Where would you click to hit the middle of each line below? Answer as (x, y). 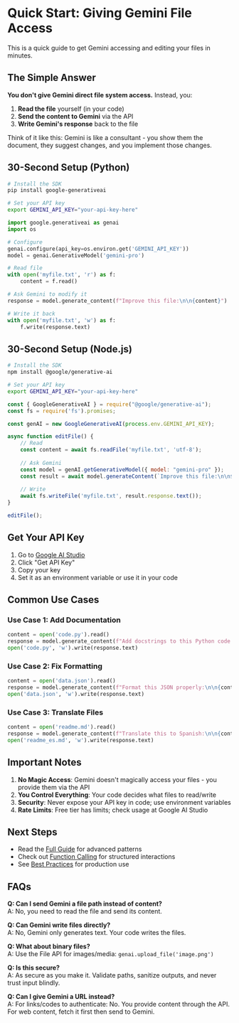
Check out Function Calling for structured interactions (96, 857)
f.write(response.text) (55, 327)
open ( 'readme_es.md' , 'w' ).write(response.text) (81, 740)
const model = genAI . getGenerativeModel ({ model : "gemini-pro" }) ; (122, 470)
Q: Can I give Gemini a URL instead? (61, 997)
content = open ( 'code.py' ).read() (59, 635)
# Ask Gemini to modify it (47, 294)
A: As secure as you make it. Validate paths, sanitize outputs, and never (112, 975)
